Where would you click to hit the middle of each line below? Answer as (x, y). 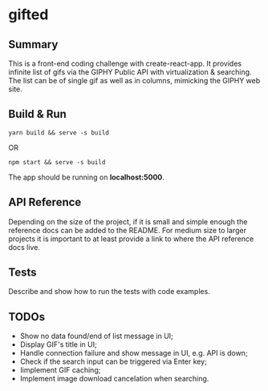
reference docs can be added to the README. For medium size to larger (128, 230)
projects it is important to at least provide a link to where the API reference (131, 239)
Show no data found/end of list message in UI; (97, 336)
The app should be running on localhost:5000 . (86, 177)
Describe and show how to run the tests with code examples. (109, 292)
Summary (33, 44)
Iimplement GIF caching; (60, 370)
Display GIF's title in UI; (59, 345)
